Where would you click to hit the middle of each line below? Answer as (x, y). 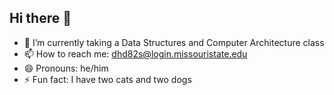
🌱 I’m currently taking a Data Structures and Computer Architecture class (174, 42)
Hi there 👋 (40, 18)
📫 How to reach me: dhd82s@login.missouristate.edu (135, 53)
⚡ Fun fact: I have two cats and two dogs (107, 79)
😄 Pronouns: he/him (66, 68)
